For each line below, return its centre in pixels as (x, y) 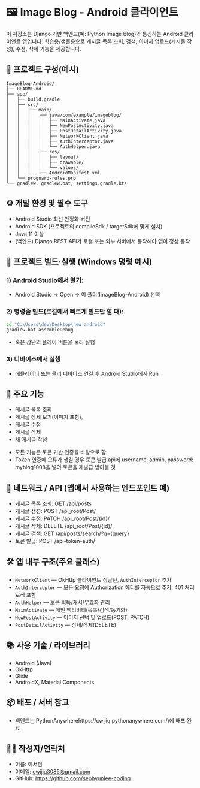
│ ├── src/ (22, 105)
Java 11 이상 (29, 234)
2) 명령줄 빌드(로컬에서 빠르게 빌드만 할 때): (65, 312)
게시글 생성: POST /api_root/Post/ (55, 511)
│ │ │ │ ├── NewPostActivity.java (60, 126)
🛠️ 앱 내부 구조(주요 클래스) (53, 562)
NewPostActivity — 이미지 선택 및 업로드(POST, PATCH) (82, 617)
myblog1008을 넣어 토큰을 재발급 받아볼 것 (65, 467)
